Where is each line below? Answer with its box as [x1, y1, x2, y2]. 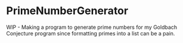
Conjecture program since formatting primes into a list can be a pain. [6, 29, 175, 37]
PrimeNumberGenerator [6, 4, 129, 18]
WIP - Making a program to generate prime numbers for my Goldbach [6, 24, 178, 31]
